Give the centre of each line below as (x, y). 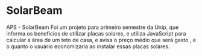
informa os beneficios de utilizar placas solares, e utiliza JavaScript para (96, 33)
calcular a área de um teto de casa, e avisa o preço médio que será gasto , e (101, 40)
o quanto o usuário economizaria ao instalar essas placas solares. (88, 46)
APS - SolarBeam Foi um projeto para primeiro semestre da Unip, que (93, 27)
